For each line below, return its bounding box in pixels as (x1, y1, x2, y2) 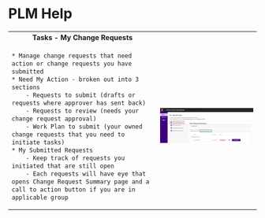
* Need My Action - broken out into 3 (11, 76, 140, 83)
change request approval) (11, 115, 97, 123)
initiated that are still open (11, 162, 114, 170)
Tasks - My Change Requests (32, 33, 132, 42)
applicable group (11, 194, 69, 201)
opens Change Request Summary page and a (11, 178, 150, 186)
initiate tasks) (11, 139, 65, 146)
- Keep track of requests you (25, 154, 125, 162)
